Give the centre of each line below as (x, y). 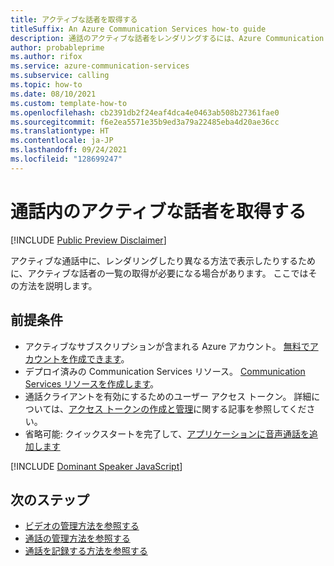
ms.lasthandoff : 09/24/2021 (69, 150)
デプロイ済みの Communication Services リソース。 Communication (165, 371)
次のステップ (50, 499)
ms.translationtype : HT (60, 131)
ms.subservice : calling (60, 76)
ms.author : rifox (46, 57)
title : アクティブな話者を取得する (74, 19)
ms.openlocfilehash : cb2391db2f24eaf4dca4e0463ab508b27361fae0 (145, 112)
